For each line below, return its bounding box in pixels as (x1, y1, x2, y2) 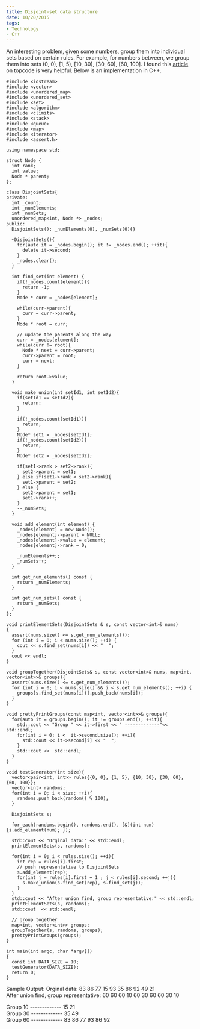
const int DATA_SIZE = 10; (11, 959, 79, 965)
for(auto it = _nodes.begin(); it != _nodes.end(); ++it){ (17, 242, 168, 248)
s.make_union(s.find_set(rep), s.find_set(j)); (22, 880, 144, 886)
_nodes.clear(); (17, 258, 58, 264)
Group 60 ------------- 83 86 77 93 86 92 (6, 1016, 111, 1024)
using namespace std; (6, 147, 61, 154)
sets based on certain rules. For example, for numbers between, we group (6, 54, 190, 61)
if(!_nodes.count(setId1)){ (17, 416, 87, 422)
